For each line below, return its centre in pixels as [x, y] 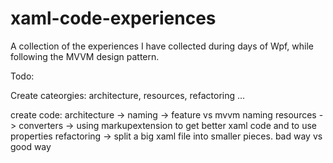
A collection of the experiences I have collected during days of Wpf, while [162, 46]
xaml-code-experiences [113, 18]
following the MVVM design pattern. [85, 56]
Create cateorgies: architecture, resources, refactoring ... [128, 95]
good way [31, 146]
